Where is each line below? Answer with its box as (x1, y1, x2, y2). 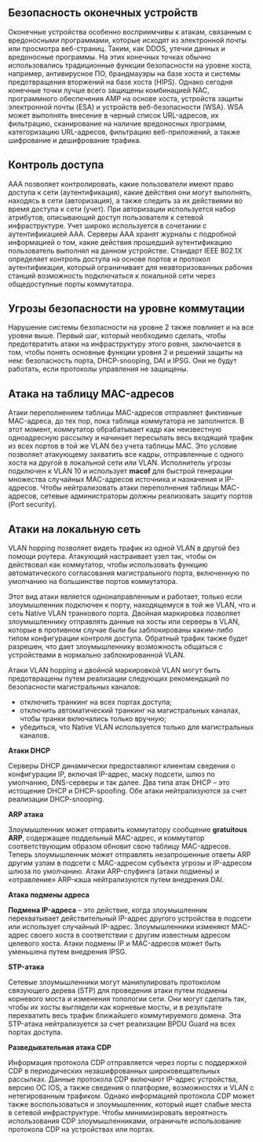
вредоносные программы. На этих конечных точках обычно (8, 52, 211, 61)
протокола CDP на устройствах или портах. (8, 1125, 155, 1134)
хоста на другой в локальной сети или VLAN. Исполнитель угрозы (8, 458, 232, 468)
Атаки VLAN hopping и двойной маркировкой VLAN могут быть (8, 666, 221, 675)
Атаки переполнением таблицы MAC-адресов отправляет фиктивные (8, 408, 243, 418)
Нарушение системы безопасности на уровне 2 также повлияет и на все (8, 323, 254, 332)
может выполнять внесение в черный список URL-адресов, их (8, 110, 219, 120)
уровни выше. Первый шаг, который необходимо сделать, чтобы (8, 331, 226, 341)
